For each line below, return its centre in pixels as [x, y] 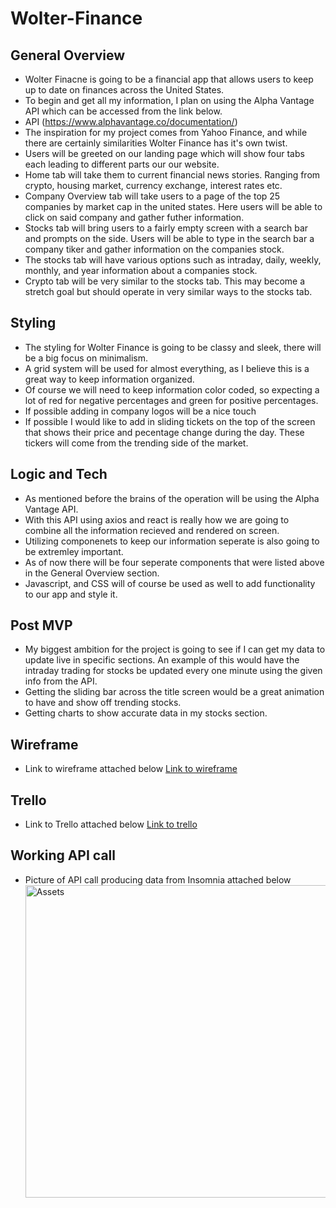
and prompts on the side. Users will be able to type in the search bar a [169, 238]
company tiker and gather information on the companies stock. [154, 249]
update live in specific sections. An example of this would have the [162, 660]
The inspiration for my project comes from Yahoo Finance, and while [166, 132]
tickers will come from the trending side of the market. [136, 443]
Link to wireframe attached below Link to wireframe [131, 769]
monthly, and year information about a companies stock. [141, 270]
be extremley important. [74, 551]
